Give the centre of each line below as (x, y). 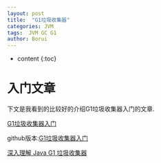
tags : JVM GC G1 (32, 33)
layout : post (26, 13)
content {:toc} (37, 58)
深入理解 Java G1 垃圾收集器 (47, 153)
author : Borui (28, 39)
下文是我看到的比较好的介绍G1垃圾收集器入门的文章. (81, 109)
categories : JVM (30, 26)
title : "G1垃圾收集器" (39, 20)
